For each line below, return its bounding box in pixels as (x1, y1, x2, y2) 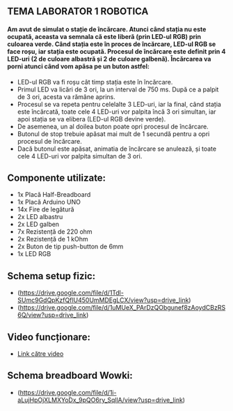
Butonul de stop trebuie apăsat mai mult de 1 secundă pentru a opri (17, 129, 210, 138)
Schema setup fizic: (7, 270, 96, 282)
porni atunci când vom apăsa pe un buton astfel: (7, 62, 150, 70)
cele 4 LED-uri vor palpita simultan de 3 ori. (17, 151, 143, 160)
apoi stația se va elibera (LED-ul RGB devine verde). (17, 114, 166, 123)
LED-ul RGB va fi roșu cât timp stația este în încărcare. (17, 77, 173, 86)
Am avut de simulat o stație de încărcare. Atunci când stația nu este (7, 24, 207, 33)
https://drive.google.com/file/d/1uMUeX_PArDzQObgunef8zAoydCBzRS (19, 304, 226, 312)
